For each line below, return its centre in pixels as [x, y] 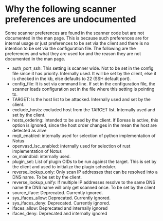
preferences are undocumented [71, 19]
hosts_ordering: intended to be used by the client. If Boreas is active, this [85, 120]
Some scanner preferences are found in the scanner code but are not [75, 33]
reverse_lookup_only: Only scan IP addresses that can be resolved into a [85, 172]
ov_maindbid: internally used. [41, 156]
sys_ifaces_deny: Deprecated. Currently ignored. [61, 203]
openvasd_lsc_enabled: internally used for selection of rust [71, 146]
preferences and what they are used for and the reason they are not [73, 53]
